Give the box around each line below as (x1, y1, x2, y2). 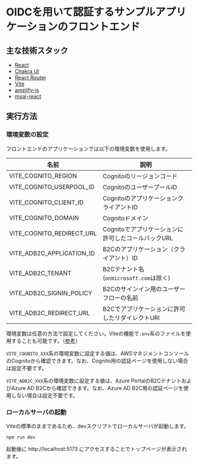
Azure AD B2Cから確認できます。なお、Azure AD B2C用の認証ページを (11, 384, 184, 391)
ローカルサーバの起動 (6, 408, 67, 416)
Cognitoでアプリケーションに (103, 225, 184, 233)
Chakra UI (14, 68, 39, 74)
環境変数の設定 (6, 130, 49, 139)
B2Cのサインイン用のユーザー (103, 284, 186, 293)
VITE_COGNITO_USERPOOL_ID (9, 182, 95, 191)
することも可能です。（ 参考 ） (11, 337, 81, 344)
